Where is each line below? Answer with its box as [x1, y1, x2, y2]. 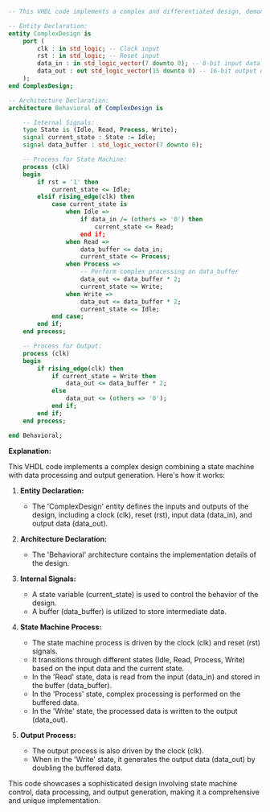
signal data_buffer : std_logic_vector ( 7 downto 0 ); [22, 141, 203, 149]
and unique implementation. [8, 795, 101, 805]
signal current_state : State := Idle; [22, 134, 157, 142]
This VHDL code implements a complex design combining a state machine [8, 461, 255, 471]
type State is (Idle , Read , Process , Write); [22, 126, 178, 134]
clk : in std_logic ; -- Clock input [37, 44, 160, 52]
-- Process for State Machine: [22, 155, 128, 163]
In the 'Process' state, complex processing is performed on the [31, 689, 241, 699]
